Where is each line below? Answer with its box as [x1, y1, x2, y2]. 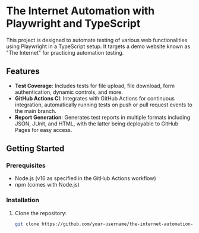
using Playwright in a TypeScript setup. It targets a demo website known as [6, 43, 191, 50]
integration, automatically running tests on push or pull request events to [14, 101, 193, 108]
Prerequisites [6, 162, 46, 170]
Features [6, 67, 40, 77]
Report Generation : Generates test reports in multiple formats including [14, 114, 191, 121]
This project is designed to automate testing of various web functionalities [6, 36, 188, 43]
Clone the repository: [14, 209, 67, 216]
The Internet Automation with [6, 4, 155, 18]
